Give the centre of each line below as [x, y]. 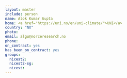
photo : [12, 32]
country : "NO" [19, 28]
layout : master [20, 9]
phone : [12, 41]
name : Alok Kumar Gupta [29, 18]
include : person [21, 14]
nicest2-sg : [22, 63]
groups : [13, 55]
